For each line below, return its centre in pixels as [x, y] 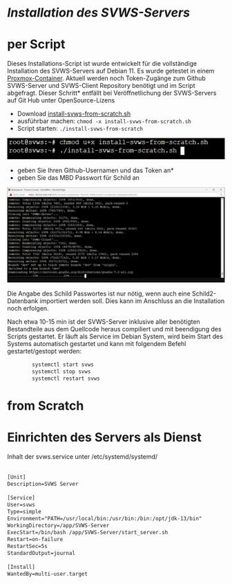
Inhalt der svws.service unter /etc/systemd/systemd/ [83, 456]
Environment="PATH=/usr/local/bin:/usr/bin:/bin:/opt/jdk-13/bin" [105, 518]
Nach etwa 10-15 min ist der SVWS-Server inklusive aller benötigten [104, 321]
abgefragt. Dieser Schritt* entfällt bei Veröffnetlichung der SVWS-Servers [112, 93]
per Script [36, 45]
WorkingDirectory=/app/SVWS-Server [58, 525]
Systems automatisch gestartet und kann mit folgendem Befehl [97, 343]
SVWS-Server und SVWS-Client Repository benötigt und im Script [101, 86]
